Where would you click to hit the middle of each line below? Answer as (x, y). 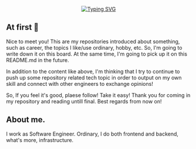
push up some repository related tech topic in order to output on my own (94, 77)
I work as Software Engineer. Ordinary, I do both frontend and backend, (92, 134)
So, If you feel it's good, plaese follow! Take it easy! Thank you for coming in (98, 95)
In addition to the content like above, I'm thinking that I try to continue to (93, 71)
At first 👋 (23, 27)
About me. (26, 120)
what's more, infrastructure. (40, 140)
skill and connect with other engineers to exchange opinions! (80, 84)
